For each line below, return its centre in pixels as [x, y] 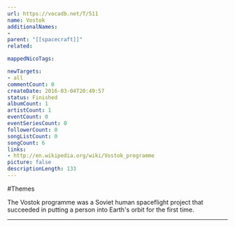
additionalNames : [33, 27]
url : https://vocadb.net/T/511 [53, 14]
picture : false [29, 162]
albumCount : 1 [28, 104]
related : [20, 46]
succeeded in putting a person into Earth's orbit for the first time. [101, 210]
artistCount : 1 [29, 110]
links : [17, 149]
